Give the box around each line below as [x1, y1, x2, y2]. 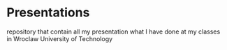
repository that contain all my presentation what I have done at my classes [6, 27, 221, 36]
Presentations [6, 5, 90, 21]
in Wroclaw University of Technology [6, 34, 113, 42]
